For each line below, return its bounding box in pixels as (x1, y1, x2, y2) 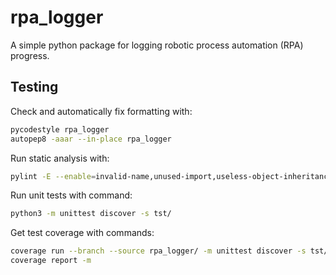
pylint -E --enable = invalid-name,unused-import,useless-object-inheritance (10, 171, 333, 181)
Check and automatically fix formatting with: (10, 105, 193, 117)
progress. (10, 49, 50, 61)
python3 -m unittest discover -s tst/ (10, 209, 172, 219)
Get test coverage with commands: (10, 227, 155, 239)
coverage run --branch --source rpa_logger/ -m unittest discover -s (10, 246, 307, 256)
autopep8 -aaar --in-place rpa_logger (10, 134, 172, 144)
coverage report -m (10, 256, 92, 266)
